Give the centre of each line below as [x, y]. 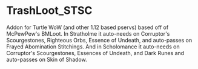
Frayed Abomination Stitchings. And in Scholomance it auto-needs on [93, 47]
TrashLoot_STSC [49, 11]
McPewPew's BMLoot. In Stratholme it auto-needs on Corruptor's [88, 33]
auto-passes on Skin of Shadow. [47, 59]
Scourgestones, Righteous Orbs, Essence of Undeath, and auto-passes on [99, 40]
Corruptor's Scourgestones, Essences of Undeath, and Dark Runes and [95, 53]
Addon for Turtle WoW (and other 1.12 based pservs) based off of [87, 27]
